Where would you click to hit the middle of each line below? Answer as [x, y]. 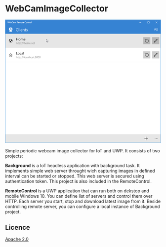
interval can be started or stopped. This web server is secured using [75, 176]
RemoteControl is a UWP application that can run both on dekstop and [77, 191]
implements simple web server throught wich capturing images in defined [80, 171]
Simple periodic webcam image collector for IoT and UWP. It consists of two [83, 151]
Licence [18, 227]
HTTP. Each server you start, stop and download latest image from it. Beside [83, 201]
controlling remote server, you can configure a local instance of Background [83, 207]
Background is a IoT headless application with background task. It [72, 166]
